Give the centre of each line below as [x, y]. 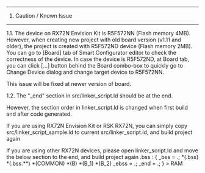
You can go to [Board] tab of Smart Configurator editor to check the [92, 53]
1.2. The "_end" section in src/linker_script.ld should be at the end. [90, 96]
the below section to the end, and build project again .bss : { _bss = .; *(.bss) [103, 157]
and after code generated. [39, 114]
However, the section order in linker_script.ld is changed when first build [97, 108]
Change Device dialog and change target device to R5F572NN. [85, 72]
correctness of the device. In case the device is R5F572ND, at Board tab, [98, 59]
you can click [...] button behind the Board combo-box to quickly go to [95, 65]
